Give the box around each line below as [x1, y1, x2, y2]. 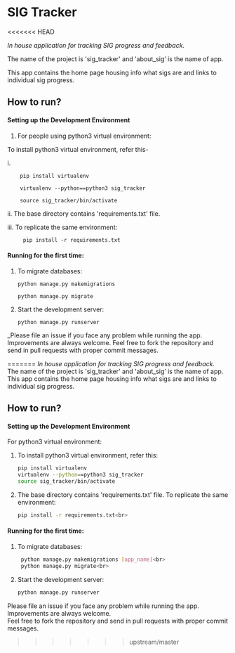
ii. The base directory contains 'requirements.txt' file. [7, 209, 161, 218]
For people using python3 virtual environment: [17, 131, 152, 140]
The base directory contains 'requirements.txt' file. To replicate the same [17, 490, 229, 499]
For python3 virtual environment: [7, 437, 102, 446]
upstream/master [129, 638, 180, 646]
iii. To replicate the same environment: [7, 223, 118, 231]
